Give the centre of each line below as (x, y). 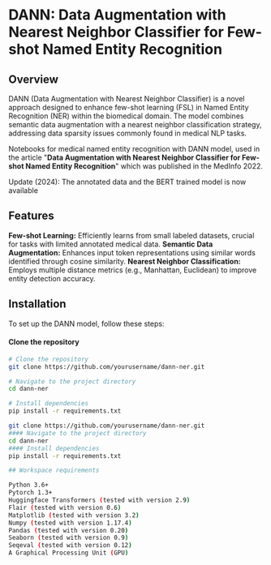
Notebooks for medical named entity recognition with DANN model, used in (134, 149)
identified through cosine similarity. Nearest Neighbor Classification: (125, 261)
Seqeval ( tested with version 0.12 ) (70, 546)
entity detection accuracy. (52, 278)
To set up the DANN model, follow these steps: (86, 323)
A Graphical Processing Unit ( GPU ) (69, 553)
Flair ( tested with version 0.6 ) (65, 507)
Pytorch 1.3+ (30, 493)
